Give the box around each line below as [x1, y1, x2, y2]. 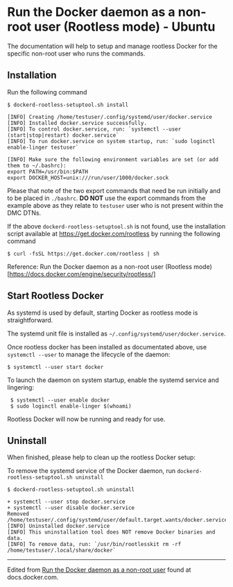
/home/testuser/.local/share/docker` [7, 547, 116, 554]
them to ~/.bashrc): [7, 162, 67, 169]
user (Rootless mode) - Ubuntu [33, 19, 216, 35]
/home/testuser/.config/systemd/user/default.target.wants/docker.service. [7, 517, 231, 524]
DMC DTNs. [7, 208, 42, 217]
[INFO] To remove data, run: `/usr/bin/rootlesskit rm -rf [7, 541, 182, 548]
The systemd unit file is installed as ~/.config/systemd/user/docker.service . [7, 329, 226, 338]
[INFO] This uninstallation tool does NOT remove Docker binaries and [7, 529, 216, 536]
